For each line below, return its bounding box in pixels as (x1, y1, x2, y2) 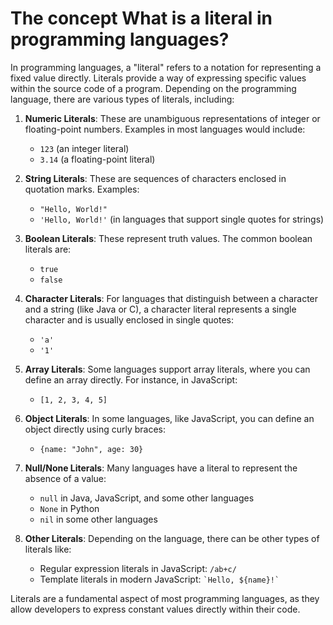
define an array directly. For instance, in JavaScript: (24, 373, 238, 386)
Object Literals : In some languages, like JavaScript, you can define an (24, 412, 315, 424)
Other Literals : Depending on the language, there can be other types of (24, 532, 320, 544)
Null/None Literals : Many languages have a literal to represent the (24, 462, 298, 474)
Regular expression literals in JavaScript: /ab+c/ (39, 562, 237, 574)
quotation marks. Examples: (24, 183, 140, 195)
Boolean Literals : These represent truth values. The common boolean (24, 232, 313, 244)
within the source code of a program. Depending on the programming (10, 82, 297, 94)
